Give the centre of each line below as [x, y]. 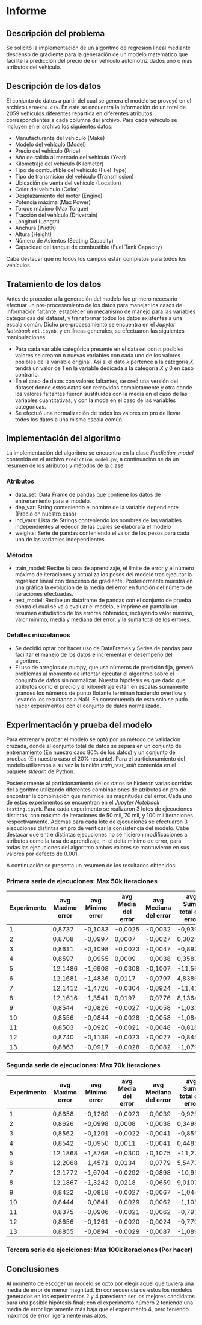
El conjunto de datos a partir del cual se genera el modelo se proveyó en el [99, 100]
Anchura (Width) [35, 228]
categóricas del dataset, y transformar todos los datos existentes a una [94, 318]
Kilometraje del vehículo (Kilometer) [59, 164]
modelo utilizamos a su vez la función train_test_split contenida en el [91, 765]
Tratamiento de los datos [54, 284]
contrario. [27, 374]
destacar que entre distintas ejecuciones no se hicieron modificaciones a [97, 835]
